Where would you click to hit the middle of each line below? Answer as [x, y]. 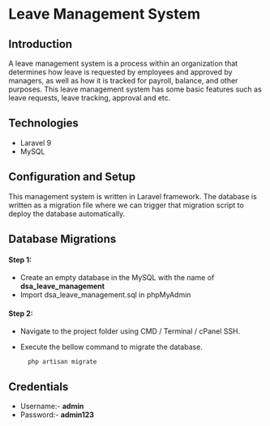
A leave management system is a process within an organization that [123, 63]
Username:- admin [52, 407]
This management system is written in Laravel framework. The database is [133, 196]
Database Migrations [62, 239]
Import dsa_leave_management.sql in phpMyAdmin [105, 295]
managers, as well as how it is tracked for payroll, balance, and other [123, 81]
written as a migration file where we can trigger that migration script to [126, 205]
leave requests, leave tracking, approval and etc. [90, 98]
